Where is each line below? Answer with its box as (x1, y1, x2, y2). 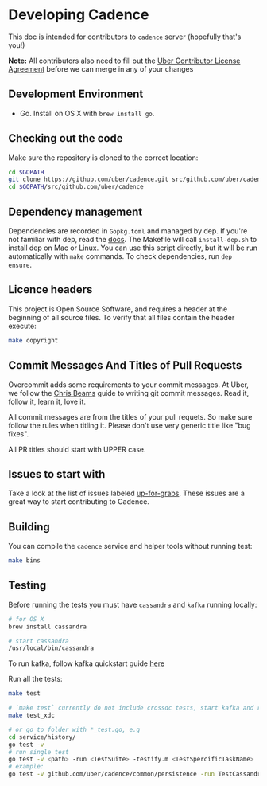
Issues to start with (8, 467, 106, 481)
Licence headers (8, 283, 93, 296)
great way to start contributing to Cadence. (8, 497, 149, 506)
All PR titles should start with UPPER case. (8, 444, 146, 454)
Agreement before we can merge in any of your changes (8, 64, 194, 73)
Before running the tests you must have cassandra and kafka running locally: (8, 600, 257, 609)
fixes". (8, 428, 29, 439)
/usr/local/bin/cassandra (8, 644, 94, 652)
